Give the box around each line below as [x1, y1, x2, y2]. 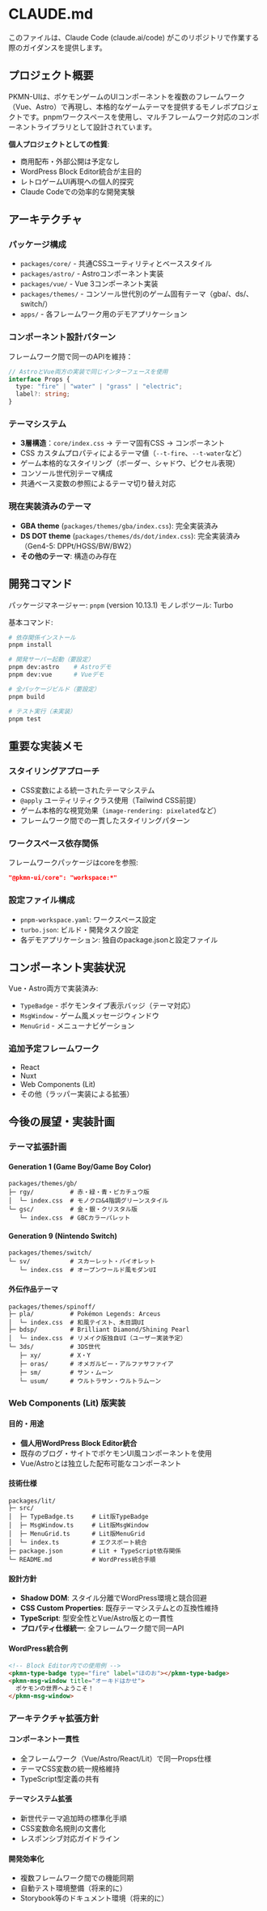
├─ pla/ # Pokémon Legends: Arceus [8, 1309, 161, 1318]
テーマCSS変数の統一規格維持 [19, 1764, 120, 1774]
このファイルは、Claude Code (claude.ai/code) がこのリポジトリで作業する [8, 32, 260, 42]
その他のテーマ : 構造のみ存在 [19, 551, 117, 560]
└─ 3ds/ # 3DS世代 [8, 1342, 101, 1351]
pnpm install [8, 641, 53, 649]
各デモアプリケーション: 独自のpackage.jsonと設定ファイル [19, 935, 218, 945]
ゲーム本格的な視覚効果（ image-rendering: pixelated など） [19, 805, 221, 815]
